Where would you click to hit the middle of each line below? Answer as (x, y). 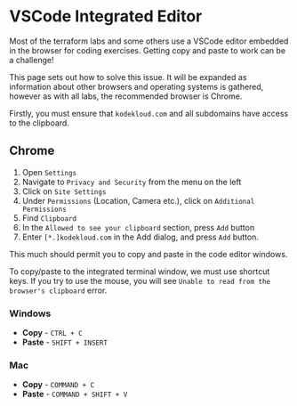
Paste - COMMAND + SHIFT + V (75, 394)
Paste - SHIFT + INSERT (65, 342)
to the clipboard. (39, 123)
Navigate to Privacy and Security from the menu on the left (132, 182)
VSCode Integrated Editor (106, 16)
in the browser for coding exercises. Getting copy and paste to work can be (148, 50)
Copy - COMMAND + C (58, 385)
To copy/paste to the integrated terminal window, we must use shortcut (140, 271)
